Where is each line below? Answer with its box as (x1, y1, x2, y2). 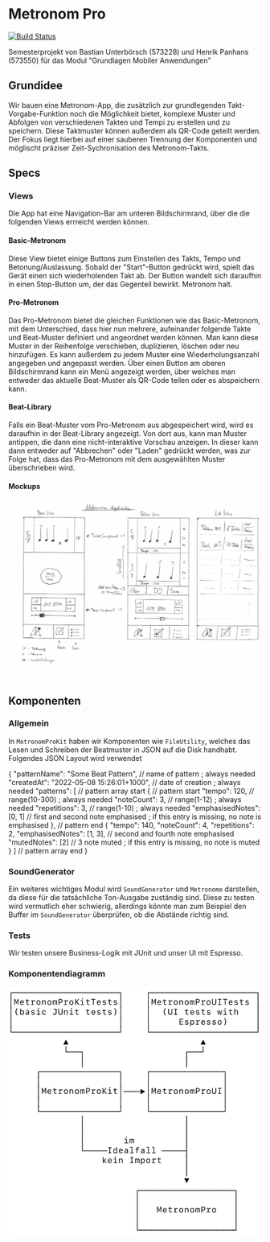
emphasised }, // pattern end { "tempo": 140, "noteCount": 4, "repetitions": (8, 820, 255, 829)
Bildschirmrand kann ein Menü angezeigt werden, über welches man (8, 367, 235, 376)
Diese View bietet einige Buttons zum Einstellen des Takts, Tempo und (8, 253, 241, 263)
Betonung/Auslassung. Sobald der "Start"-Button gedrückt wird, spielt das (8, 262, 255, 272)
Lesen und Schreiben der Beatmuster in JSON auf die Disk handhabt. (8, 745, 238, 755)
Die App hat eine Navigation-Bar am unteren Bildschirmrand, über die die (8, 208, 251, 218)
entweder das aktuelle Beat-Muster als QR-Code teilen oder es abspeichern (8, 375, 260, 385)
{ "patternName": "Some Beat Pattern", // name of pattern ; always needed (8, 769, 256, 779)
